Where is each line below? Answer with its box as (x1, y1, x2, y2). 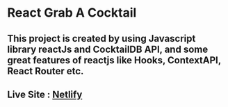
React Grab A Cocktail (7, 5, 137, 21)
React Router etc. (7, 65, 84, 77)
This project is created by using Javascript (7, 33, 196, 44)
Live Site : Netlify (7, 88, 83, 100)
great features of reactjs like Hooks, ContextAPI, (7, 54, 221, 66)
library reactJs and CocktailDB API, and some (7, 43, 209, 55)
